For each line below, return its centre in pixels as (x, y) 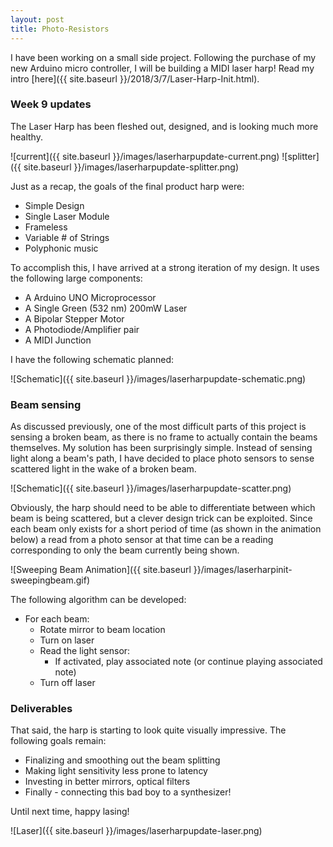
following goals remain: (58, 741)
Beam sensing (46, 404)
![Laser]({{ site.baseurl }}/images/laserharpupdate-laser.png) (136, 831)
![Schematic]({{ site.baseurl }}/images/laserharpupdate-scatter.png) (151, 488)
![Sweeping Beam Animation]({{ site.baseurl (101, 570)
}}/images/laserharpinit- (243, 570)
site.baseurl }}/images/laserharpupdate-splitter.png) (131, 167)
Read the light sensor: (85, 651)
